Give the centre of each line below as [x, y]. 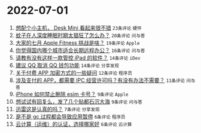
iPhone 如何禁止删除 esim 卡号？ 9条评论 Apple [72, 94]
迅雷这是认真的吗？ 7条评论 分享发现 [58, 109]
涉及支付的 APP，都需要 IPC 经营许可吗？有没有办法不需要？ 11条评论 [100, 80]
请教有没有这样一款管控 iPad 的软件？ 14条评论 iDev [78, 58]
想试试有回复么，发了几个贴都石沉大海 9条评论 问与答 [79, 101]
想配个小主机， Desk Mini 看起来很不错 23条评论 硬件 [79, 28]
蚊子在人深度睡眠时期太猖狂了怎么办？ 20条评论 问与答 [80, 35]
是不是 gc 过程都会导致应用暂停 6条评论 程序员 [70, 116]
